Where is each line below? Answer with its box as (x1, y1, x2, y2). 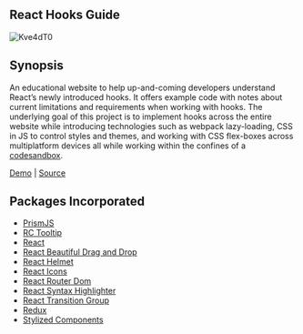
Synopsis (9, 58, 64, 74)
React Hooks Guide (9, 7, 121, 23)
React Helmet (22, 257, 75, 268)
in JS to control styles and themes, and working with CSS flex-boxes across (9, 130, 294, 141)
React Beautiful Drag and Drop (22, 247, 138, 258)
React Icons (22, 266, 68, 277)
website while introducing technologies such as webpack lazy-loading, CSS (9, 120, 294, 131)
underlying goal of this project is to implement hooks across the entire (9, 111, 272, 122)
